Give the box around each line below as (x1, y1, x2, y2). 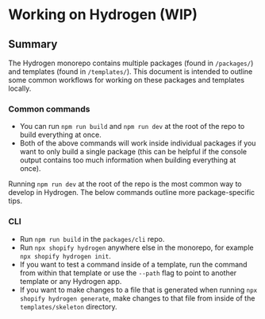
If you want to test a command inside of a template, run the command (19, 259, 248, 269)
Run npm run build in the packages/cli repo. (19, 234, 165, 243)
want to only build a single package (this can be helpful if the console (19, 147, 248, 157)
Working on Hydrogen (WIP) (8, 6, 198, 24)
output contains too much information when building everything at (19, 155, 236, 165)
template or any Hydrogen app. (19, 276, 122, 286)
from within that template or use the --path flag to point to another (19, 268, 237, 278)
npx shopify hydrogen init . (19, 251, 111, 260)
